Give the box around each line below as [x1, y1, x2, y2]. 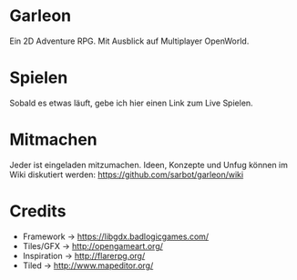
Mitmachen [9, 129, 97, 150]
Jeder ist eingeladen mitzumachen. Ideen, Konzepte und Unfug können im [9, 159, 289, 170]
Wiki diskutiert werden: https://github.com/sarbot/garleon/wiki [9, 169, 244, 180]
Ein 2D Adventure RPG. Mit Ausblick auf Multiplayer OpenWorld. [9, 35, 250, 46]
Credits [9, 201, 67, 221]
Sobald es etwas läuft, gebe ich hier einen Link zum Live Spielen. [9, 97, 253, 108]
